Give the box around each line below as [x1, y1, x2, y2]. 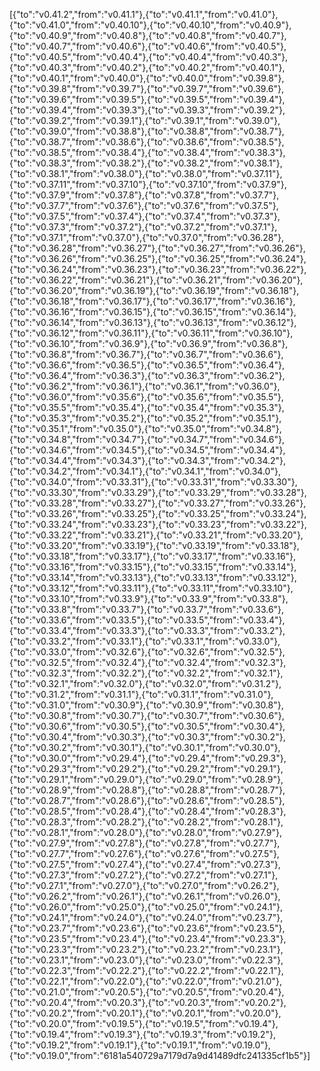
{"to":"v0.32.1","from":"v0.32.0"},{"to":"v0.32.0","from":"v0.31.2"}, [9, 678, 282, 689]
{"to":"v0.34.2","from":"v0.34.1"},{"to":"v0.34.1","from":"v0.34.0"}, [9, 465, 281, 477]
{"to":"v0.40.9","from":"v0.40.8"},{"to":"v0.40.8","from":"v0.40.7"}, [9, 30, 287, 41]
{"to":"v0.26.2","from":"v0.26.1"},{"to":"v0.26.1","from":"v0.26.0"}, [9, 890, 281, 902]
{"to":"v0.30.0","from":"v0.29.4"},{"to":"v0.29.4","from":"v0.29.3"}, [9, 752, 287, 764]
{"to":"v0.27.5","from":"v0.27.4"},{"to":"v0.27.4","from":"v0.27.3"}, [9, 859, 281, 870]
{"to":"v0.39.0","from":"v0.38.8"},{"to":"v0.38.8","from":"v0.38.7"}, [9, 125, 285, 137]
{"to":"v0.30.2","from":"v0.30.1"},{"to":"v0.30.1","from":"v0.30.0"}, [9, 742, 281, 753]
